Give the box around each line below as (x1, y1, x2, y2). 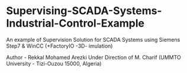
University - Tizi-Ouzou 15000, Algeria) (6, 60, 102, 67)
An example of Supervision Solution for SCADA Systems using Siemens (6, 36, 180, 43)
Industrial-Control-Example (6, 16, 145, 30)
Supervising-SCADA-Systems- (6, 4, 162, 18)
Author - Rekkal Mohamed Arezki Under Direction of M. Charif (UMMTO (6, 54, 182, 61)
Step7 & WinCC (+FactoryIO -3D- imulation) (6, 42, 113, 49)
